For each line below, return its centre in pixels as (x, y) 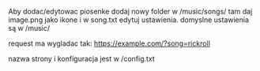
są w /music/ (29, 28)
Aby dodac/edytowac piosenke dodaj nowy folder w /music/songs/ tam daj (130, 11)
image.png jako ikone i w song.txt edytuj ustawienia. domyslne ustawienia (129, 20)
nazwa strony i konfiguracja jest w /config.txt (82, 59)
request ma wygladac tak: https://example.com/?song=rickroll (109, 43)
